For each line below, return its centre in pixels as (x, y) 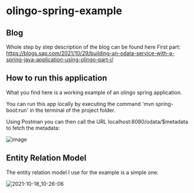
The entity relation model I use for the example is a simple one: (83, 172)
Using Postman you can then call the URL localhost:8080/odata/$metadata (97, 121)
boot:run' (17, 110)
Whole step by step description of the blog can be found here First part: (93, 47)
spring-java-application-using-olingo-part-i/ (60, 59)
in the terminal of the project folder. (72, 110)
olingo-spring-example (64, 11)
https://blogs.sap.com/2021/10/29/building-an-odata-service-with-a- (91, 53)
